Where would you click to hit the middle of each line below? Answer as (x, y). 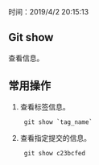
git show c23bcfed (55, 153)
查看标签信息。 (45, 106)
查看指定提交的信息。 (55, 138)
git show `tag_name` (58, 122)
